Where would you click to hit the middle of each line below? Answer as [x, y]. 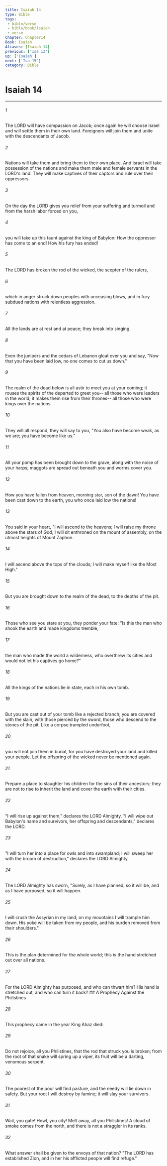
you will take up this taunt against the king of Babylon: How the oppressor [81, 237]
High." [12, 569]
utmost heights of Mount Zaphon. [39, 537]
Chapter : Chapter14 [25, 38]
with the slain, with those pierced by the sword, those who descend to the [81, 719]
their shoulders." [22, 928]
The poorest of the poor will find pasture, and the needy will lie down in [78, 1089]
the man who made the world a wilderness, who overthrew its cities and [79, 655]
